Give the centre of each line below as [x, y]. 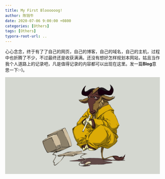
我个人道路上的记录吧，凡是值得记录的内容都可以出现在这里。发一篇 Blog [79, 64]
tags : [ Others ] [21, 31]
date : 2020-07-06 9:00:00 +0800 [38, 21]
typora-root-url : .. [26, 36]
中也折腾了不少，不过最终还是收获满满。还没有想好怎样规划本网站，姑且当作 [82, 58]
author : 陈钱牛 [19, 15]
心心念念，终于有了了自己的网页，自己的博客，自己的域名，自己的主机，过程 [82, 51]
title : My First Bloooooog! [34, 10]
